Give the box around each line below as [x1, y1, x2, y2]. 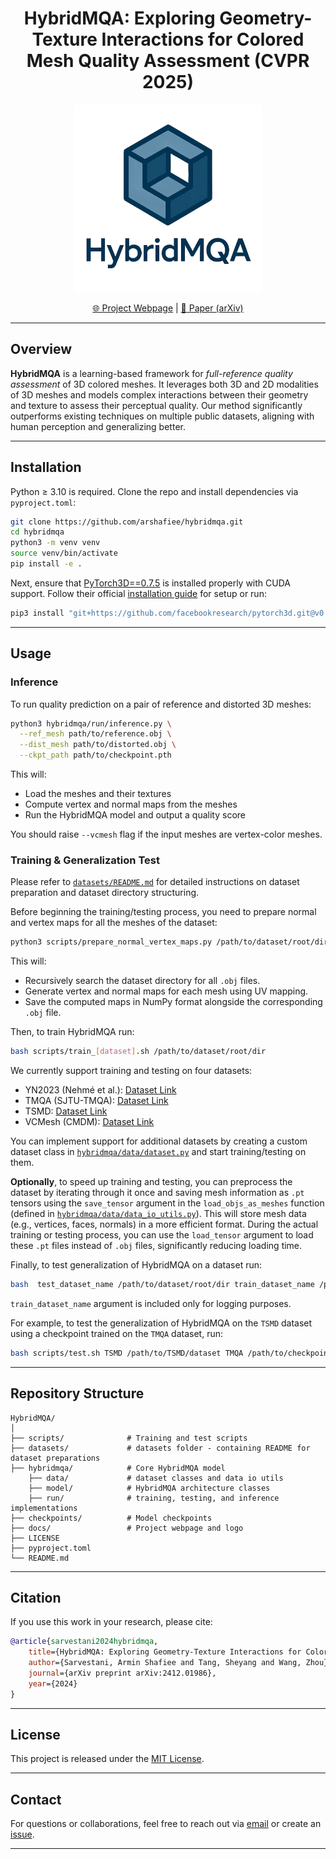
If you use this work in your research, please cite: [10, 1616, 213, 1628]
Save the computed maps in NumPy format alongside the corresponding [24, 996, 323, 1008]
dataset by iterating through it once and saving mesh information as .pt [10, 1187, 305, 1199]
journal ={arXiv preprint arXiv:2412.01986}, [28, 1668, 217, 1679]
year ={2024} [28, 1678, 78, 1689]
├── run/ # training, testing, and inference [28, 1493, 280, 1503]
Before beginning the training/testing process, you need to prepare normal [10, 906, 317, 918]
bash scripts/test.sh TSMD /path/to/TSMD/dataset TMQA [10, 1348, 244, 1358]
